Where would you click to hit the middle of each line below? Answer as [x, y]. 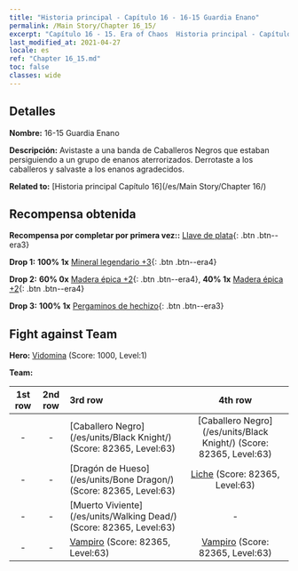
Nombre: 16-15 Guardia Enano [64, 133]
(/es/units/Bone [102, 479]
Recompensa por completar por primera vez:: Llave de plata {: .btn [132, 236]
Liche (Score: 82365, [235, 474]
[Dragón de [93, 469]
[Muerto [86, 505]
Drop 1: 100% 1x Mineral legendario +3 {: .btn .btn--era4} [113, 262]
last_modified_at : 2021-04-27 [65, 42]
